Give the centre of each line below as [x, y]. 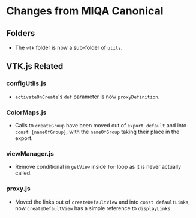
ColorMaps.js [26, 112]
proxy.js [19, 189]
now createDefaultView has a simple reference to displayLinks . [94, 208]
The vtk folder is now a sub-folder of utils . [69, 47]
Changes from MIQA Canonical [85, 11]
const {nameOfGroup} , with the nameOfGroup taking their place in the [97, 132]
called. [23, 173]
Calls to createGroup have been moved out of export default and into [101, 125]
